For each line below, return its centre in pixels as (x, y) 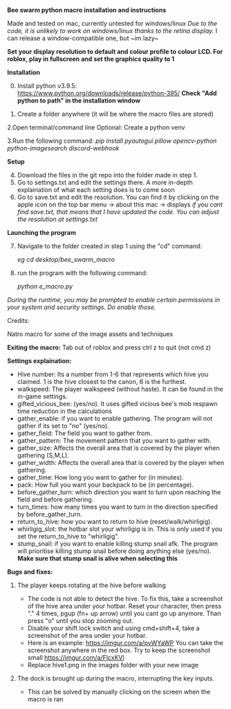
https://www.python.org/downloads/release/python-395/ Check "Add (117, 93)
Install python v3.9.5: (47, 86)
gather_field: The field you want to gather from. (84, 433)
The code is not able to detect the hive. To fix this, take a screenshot (125, 598)
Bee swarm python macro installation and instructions (87, 10)
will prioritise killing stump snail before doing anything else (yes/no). (114, 551)
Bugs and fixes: (30, 572)
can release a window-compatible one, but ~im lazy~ (83, 38)
